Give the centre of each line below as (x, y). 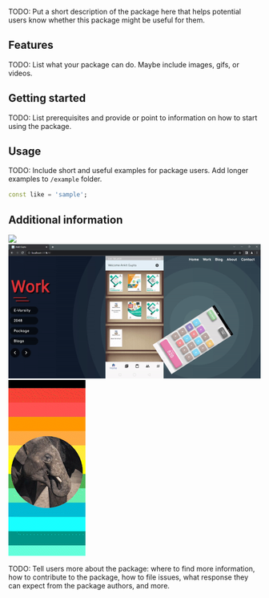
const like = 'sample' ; (48, 195)
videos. (20, 73)
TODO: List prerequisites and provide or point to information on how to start (133, 117)
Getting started (47, 98)
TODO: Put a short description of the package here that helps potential (125, 12)
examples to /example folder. (55, 179)
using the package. (40, 126)
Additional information (66, 220)
